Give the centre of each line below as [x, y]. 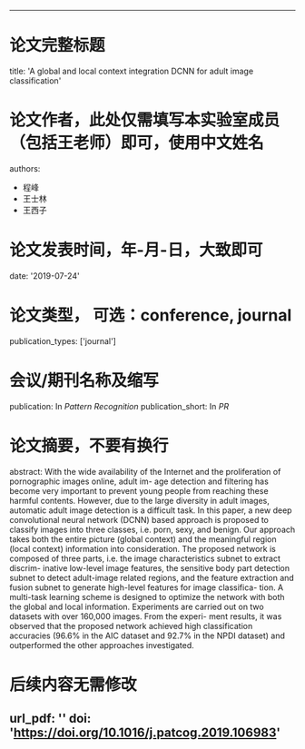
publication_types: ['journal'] [63, 340]
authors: [25, 168]
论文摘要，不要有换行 [89, 445]
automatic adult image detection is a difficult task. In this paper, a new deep [151, 510]
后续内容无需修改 [74, 684]
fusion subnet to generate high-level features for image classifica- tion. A [147, 587]
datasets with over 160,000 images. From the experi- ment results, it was [146, 616]
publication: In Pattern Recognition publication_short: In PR [119, 406]
